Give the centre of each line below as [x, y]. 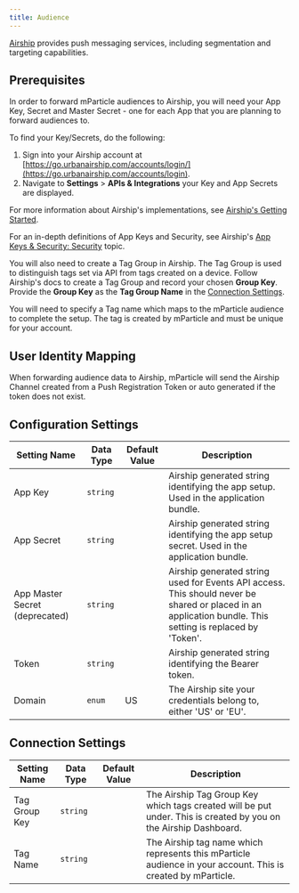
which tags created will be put [208, 805]
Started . [24, 220]
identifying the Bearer [214, 664]
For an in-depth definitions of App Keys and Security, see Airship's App [140, 237]
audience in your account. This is [215, 865]
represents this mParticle [198, 853]
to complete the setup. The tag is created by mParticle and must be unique [146, 319]
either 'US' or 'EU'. [207, 711]
